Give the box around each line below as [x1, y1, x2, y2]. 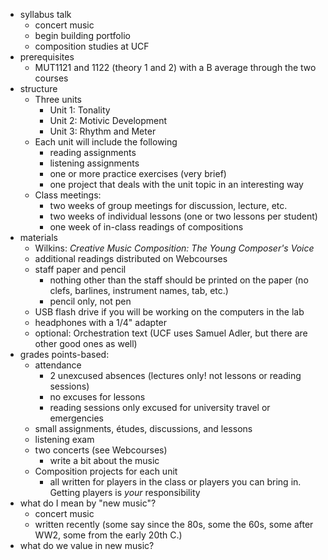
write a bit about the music [49, 455, 160, 466]
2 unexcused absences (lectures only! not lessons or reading [49, 370, 302, 381]
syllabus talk [19, 9, 72, 20]
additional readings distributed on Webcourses [34, 253, 228, 264]
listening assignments [49, 157, 140, 169]
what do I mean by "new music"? [19, 497, 157, 509]
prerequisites [19, 51, 75, 63]
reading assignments [49, 147, 137, 158]
